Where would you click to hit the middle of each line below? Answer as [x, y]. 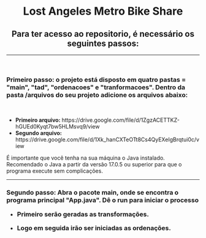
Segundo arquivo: [39, 133]
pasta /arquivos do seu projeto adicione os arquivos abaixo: [97, 95]
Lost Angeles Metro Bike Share [103, 11]
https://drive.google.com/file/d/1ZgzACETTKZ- [120, 120]
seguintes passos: [103, 43]
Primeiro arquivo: [38, 120]
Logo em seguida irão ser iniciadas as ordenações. [94, 228]
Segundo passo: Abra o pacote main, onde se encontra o [93, 193]
